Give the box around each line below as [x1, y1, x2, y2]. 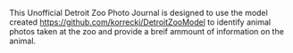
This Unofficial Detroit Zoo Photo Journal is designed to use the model [9, 8, 268, 18]
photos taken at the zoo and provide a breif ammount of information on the [9, 26, 284, 36]
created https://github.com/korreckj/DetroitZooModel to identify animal [9, 17, 271, 27]
